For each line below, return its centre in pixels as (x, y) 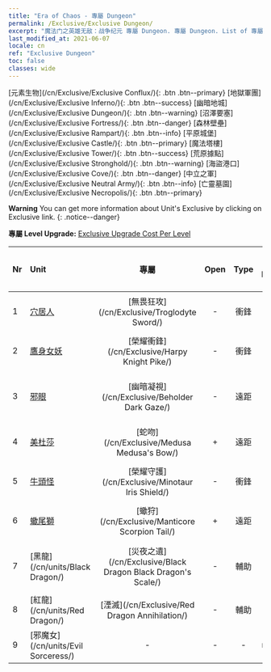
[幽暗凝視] (147, 387)
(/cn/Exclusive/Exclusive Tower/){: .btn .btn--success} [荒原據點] (116, 153)
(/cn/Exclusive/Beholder (148, 397)
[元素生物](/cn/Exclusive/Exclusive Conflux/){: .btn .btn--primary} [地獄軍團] (135, 92)
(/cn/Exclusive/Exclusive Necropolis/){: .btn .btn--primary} (106, 192)
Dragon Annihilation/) (147, 615)
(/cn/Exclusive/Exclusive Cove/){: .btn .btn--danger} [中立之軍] (113, 173)
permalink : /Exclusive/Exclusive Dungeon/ (81, 23)
